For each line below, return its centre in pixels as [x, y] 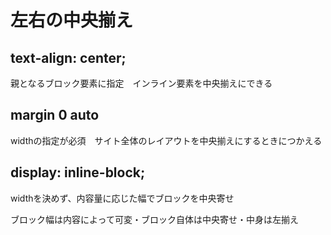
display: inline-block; [78, 172]
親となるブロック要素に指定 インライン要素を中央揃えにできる [141, 83]
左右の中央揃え [72, 20]
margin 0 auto [55, 115]
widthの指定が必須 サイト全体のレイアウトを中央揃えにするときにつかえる [166, 140]
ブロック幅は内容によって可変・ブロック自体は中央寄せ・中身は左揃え [154, 219]
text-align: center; [68, 57]
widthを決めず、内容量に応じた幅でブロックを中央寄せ [122, 198]
